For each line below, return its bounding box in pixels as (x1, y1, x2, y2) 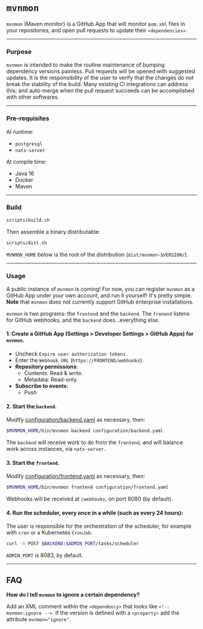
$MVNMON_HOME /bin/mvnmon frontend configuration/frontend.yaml (6, 484, 169, 490)
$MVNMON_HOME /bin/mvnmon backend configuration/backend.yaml (6, 428, 164, 434)
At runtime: (6, 128, 34, 135)
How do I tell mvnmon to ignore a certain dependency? (6, 591, 140, 599)
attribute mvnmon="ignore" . (6, 616, 71, 623)
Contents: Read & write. (24, 370, 83, 377)
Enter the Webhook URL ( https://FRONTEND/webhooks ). (14, 357, 144, 364)
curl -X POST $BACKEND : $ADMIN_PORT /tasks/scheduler (6, 541, 139, 547)
